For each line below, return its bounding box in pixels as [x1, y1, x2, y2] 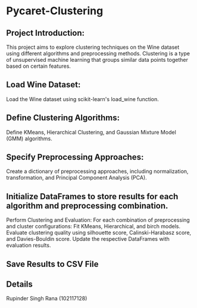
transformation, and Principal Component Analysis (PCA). [6, 174, 147, 181]
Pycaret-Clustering [6, 4, 104, 18]
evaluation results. [6, 242, 51, 249]
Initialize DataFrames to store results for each [6, 191, 179, 202]
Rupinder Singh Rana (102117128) [6, 295, 87, 302]
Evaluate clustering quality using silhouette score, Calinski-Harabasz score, [6, 229, 192, 236]
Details [6, 279, 33, 290]
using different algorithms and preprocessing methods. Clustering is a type [6, 50, 190, 57]
